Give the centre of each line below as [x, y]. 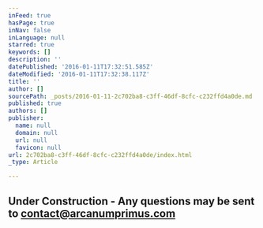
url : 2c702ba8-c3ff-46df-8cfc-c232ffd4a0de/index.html [100, 155]
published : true [35, 103]
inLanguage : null [37, 37]
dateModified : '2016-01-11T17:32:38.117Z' [79, 74]
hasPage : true [32, 23]
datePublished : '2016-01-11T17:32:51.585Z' [81, 67]
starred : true [32, 45]
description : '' [35, 60]
